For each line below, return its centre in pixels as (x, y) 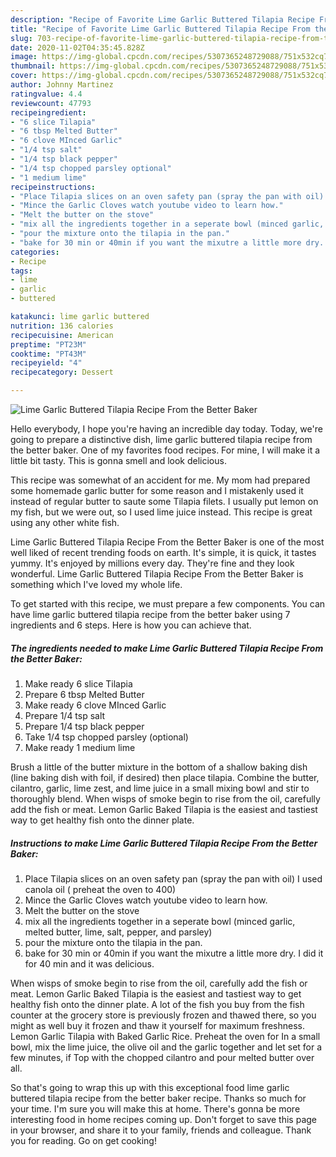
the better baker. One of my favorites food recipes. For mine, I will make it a (165, 450)
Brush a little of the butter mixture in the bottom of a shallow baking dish (159, 767)
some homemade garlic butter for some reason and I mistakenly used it (157, 490)
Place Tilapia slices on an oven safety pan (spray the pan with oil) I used (173, 878)
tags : (21, 271)
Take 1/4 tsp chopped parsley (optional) (106, 737)
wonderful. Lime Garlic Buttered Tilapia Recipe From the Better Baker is (157, 574)
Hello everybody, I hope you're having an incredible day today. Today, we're (166, 429)
